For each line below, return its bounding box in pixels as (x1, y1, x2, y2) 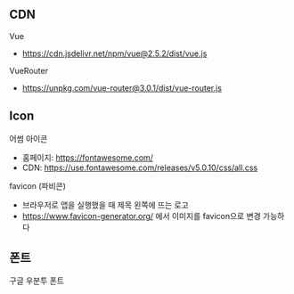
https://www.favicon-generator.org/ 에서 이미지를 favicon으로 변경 (21, 210, 261, 221)
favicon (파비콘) (9, 180, 67, 191)
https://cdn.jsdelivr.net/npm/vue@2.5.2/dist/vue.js (21, 48, 208, 59)
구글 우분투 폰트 (9, 275, 65, 286)
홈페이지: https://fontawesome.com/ (21, 151, 154, 163)
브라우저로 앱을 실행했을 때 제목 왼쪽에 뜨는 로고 (21, 200, 189, 210)
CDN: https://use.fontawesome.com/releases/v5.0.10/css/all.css (21, 162, 258, 173)
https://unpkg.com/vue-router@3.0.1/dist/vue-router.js (21, 82, 223, 93)
